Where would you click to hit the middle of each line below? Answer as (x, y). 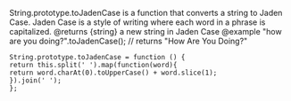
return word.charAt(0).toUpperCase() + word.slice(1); (113, 73)
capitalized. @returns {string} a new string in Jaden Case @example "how (146, 31)
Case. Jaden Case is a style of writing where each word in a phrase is (137, 22)
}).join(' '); (36, 81)
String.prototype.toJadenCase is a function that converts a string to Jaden (146, 13)
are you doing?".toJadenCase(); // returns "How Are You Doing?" (129, 41)
